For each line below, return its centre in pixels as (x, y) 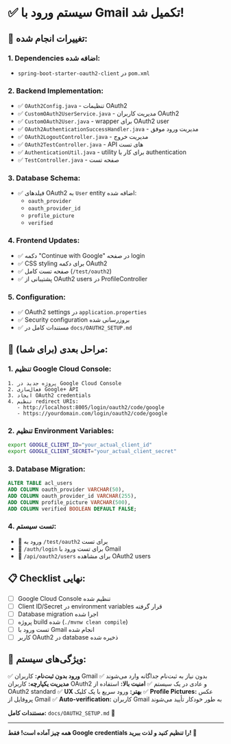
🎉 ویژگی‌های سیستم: (47, 659)
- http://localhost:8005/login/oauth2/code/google (91, 407)
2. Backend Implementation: (56, 91)
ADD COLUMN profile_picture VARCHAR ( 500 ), (69, 502)
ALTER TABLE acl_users (40, 483)
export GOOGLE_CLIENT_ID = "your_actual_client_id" (80, 445)
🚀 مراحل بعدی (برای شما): (58, 350)
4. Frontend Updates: (44, 241)
